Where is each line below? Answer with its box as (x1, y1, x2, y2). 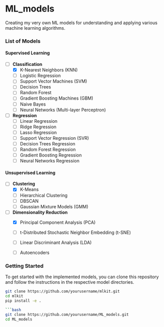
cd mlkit (5, 294, 24, 299)
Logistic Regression (20, 72, 61, 78)
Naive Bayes (20, 101, 46, 107)
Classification (12, 61, 43, 67)
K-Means (20, 187, 39, 193)
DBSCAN (20, 198, 39, 204)
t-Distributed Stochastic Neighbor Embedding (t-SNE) (20, 229, 131, 235)
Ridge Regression (20, 124, 57, 130)
